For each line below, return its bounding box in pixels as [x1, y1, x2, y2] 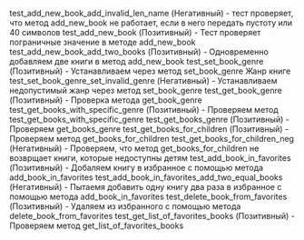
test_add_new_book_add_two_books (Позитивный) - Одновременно [9, 46, 270, 57]
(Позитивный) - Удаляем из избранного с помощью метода [9, 201, 241, 212]
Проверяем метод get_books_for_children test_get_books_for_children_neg [9, 134, 295, 144]
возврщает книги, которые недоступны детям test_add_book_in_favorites [9, 153, 292, 163]
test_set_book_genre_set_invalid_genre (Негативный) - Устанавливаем [9, 75, 278, 85]
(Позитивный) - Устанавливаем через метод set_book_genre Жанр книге [9, 65, 291, 76]
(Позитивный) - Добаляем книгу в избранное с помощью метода [9, 163, 264, 173]
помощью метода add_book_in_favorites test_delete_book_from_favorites [9, 191, 288, 202]
